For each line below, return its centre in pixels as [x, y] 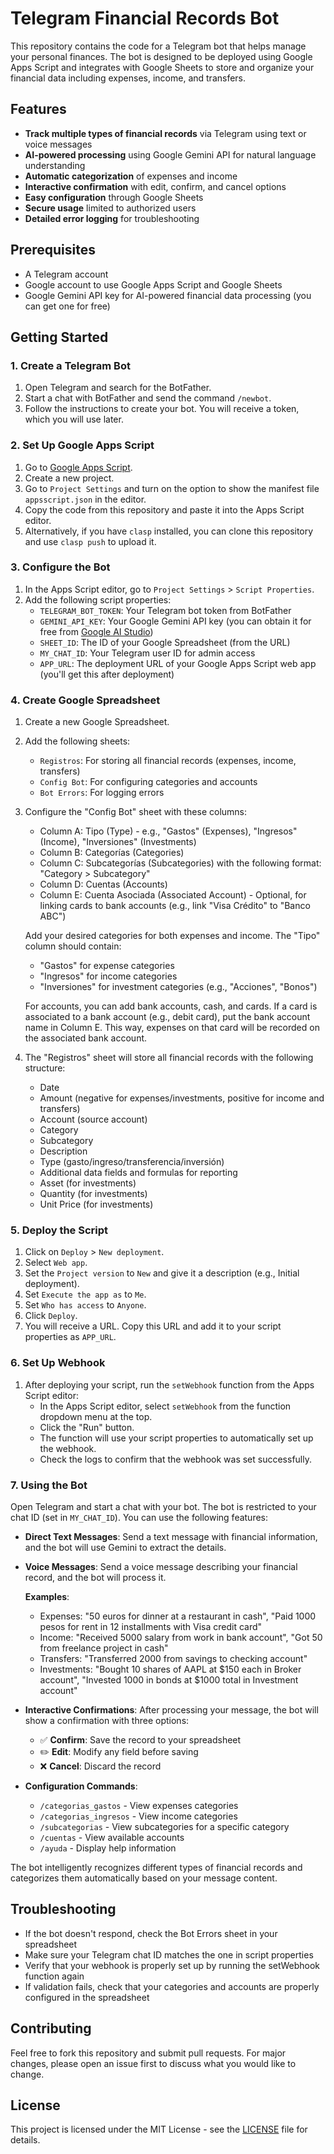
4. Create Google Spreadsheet [85, 700]
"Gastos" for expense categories [107, 966]
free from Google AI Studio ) [96, 631]
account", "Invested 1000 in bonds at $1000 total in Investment [169, 1680]
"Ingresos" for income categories [108, 976]
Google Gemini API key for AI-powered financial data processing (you [168, 295]
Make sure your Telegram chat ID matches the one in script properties [169, 1954]
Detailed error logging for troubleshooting [112, 218]
